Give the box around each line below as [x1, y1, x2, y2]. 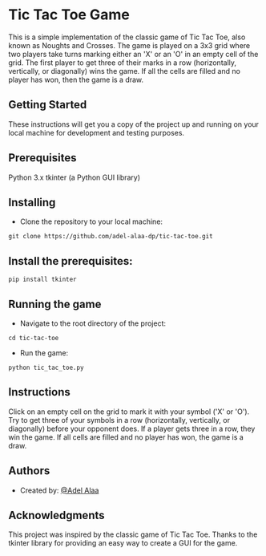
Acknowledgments [8, 509, 106, 522]
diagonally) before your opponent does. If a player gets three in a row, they [8, 424, 256, 433]
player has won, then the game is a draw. [8, 75, 144, 84]
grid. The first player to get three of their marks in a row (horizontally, [8, 58, 237, 67]
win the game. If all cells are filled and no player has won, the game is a [8, 432, 244, 442]
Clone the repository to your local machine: [19, 217, 163, 226]
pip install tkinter [8, 275, 78, 284]
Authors [8, 464, 50, 478]
